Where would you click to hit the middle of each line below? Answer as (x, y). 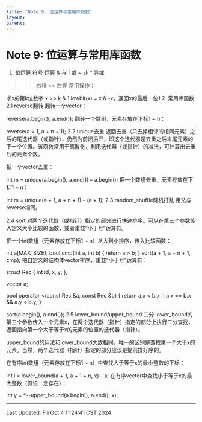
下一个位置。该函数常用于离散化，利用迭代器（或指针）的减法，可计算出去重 (101, 147)
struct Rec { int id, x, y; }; (37, 272)
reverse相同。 (23, 208)
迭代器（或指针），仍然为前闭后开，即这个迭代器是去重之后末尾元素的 (108, 139)
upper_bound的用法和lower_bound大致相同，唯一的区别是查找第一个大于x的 (101, 342)
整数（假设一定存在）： (39, 383)
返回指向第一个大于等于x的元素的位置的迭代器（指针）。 (75, 330)
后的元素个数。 (25, 154)
